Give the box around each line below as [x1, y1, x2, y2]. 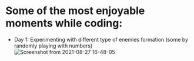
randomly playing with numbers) [14, 42, 93, 49]
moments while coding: [5, 16, 123, 30]
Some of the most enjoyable [5, 4, 145, 18]
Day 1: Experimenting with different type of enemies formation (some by [14, 36, 189, 43]
